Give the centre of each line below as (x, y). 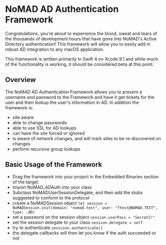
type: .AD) (24, 212)
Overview (21, 80)
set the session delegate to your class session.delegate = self (78, 222)
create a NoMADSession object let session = (60, 203)
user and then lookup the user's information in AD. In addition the (72, 102)
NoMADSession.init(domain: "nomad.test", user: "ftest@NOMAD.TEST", (85, 208)
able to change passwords (40, 122)
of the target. (26, 182)
